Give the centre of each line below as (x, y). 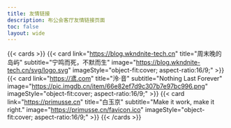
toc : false (23, 26)
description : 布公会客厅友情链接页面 (56, 20)
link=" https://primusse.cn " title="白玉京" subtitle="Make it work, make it (111, 102)
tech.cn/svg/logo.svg (38, 70)
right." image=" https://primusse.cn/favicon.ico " (76, 110)
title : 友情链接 (29, 14)
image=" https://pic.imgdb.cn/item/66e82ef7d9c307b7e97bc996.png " (107, 86)
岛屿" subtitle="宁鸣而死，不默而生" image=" (72, 63)
